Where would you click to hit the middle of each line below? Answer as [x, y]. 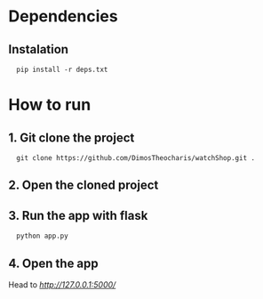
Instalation [38, 49]
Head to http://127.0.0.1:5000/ [62, 285]
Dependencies [63, 16]
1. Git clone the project [72, 137]
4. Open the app [53, 263]
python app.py [42, 236]
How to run [50, 105]
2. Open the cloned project [84, 186]
